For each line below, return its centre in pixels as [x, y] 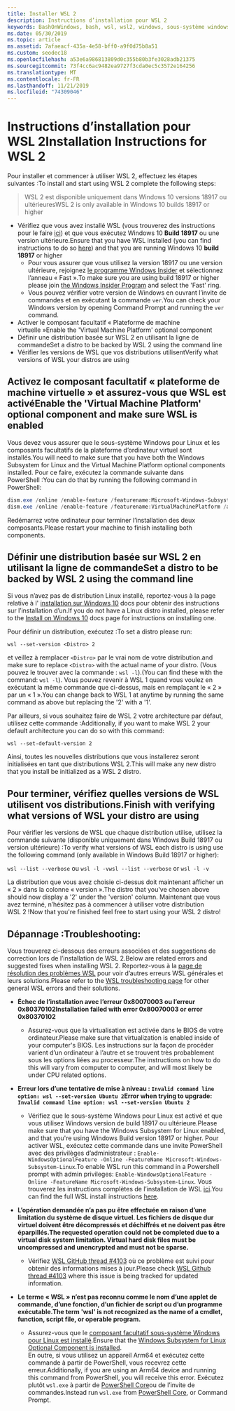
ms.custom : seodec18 [37, 53]
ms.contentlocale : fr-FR [43, 79]
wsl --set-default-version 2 [50, 744]
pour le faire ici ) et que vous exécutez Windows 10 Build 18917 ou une [118, 233]
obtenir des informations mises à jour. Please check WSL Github [119, 1269]
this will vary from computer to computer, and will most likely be [120, 1068]
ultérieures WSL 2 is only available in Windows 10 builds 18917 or [117, 205]
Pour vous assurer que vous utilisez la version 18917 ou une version [125, 263]
